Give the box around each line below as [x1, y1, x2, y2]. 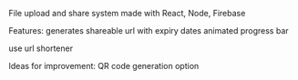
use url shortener [8, 43, 74, 54]
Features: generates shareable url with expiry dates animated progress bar [8, 25, 289, 35]
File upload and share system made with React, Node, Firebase [8, 8, 246, 18]
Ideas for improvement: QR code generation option [8, 61, 200, 71]
